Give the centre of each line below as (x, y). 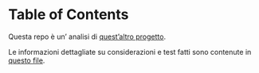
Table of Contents (69, 15)
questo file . (27, 60)
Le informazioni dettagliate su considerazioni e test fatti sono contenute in (130, 52)
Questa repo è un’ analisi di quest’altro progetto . (87, 36)
